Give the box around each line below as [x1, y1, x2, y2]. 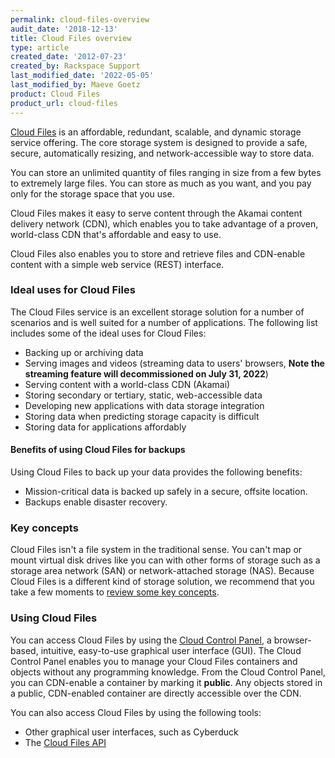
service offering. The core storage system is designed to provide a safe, [10, 136, 308, 148]
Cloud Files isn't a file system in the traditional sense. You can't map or [10, 544, 303, 556]
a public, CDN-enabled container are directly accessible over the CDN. [10, 687, 302, 699]
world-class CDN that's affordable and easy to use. [10, 228, 222, 240]
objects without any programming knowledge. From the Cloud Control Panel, [10, 666, 326, 678]
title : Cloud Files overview [10, 33, 132, 43]
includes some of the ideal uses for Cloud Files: [10, 327, 207, 339]
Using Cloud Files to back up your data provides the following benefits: [10, 466, 303, 478]
